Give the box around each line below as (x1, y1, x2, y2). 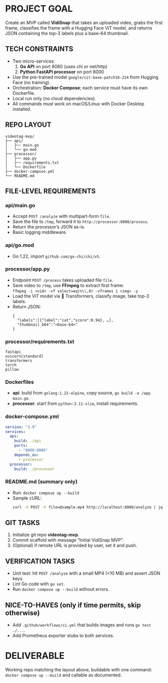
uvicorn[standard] (5, 354, 43, 359)
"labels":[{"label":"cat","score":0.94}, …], (17, 318, 113, 323)
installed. (12, 106, 31, 112)
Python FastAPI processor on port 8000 (19, 69, 104, 75)
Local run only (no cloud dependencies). (12, 95, 96, 101)
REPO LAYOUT (5, 121, 51, 129)
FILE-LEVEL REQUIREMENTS (5, 186, 96, 195)
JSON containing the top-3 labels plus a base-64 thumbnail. (5, 30, 129, 36)
